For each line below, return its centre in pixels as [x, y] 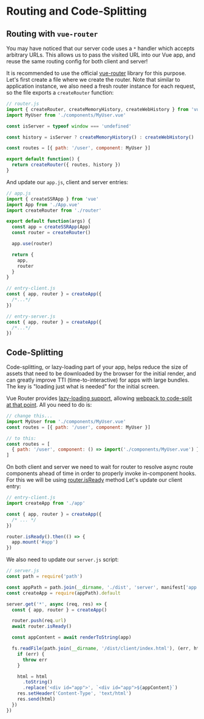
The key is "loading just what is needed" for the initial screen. [83, 387]
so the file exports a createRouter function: [60, 92]
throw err [35, 660]
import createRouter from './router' [54, 210]
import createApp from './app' [46, 503]
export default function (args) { [49, 221]
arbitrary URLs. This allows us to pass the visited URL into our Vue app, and [101, 55]
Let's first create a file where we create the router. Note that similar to [93, 80]
